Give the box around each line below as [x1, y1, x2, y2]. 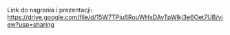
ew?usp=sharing [7, 21, 55, 28]
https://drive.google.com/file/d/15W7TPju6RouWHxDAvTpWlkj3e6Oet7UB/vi [7, 13, 223, 21]
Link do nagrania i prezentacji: [7, 6, 93, 14]
